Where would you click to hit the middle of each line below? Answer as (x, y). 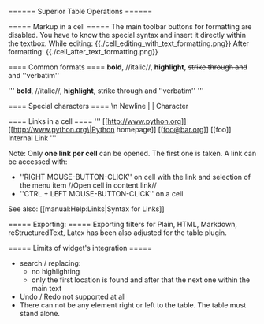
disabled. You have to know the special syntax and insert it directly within (127, 35)
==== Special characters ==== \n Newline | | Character (99, 106)
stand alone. (40, 313)
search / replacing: (50, 263)
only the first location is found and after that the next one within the (141, 280)
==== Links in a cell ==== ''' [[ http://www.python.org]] (97, 121)
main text (46, 288)
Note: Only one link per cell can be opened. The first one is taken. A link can (132, 153)
